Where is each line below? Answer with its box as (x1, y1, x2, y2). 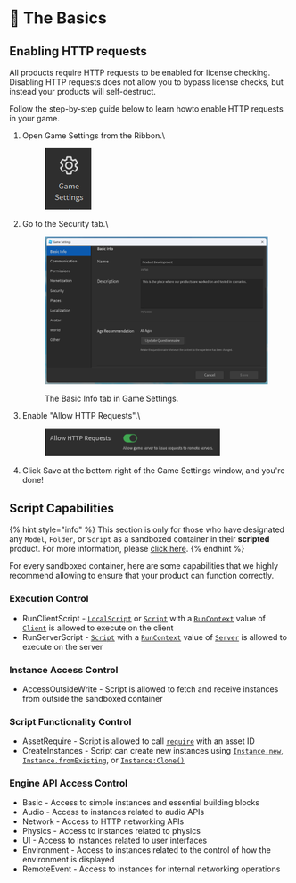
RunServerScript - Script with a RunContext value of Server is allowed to (21, 631, 288, 642)
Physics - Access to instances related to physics (21, 826, 201, 837)
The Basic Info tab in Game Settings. (44, 393, 179, 404)
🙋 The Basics (9, 8, 107, 29)
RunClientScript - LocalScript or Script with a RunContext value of (21, 612, 266, 623)
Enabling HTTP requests (9, 44, 147, 59)
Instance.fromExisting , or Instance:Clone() (21, 754, 185, 766)
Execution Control (9, 593, 89, 605)
